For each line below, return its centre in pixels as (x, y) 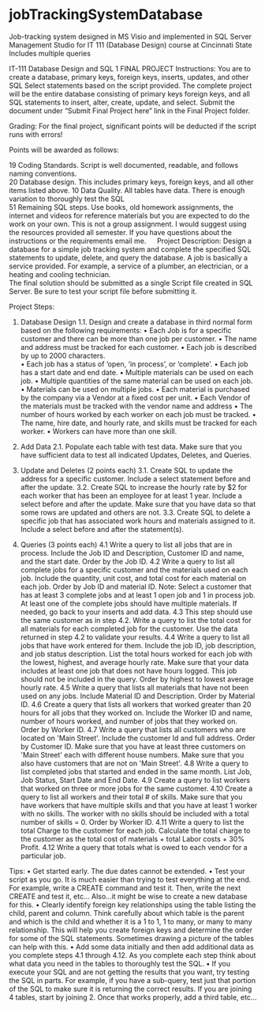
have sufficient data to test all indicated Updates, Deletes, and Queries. (136, 455)
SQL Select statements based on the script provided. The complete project (131, 85)
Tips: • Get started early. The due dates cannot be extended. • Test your (127, 871)
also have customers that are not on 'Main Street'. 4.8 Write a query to (134, 763)
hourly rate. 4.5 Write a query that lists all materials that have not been (134, 687)
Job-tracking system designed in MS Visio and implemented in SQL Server (130, 36)
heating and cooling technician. (60, 274)
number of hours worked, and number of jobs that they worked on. (129, 721)
